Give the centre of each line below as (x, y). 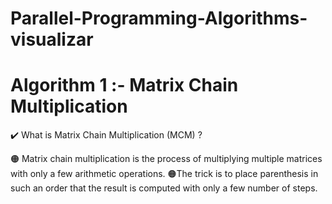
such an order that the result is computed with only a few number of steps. (164, 188)
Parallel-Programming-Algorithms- (159, 18)
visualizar (52, 39)
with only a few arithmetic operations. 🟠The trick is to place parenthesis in (164, 174)
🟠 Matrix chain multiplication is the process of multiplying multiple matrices (166, 159)
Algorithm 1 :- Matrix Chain (124, 85)
